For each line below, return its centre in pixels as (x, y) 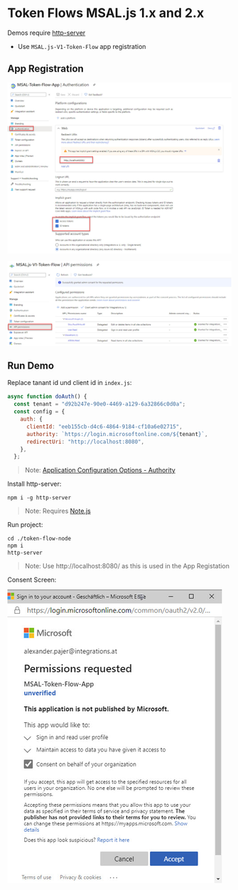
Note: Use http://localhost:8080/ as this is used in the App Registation (127, 566)
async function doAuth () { (47, 397)
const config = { (39, 412)
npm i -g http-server (39, 498)
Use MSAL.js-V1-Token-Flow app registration (82, 46)
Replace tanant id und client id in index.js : (70, 383)
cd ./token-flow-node (39, 539)
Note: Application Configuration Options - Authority (100, 470)
